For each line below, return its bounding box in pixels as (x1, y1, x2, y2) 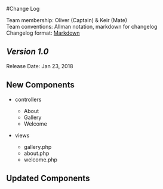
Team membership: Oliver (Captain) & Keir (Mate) (6, 17, 127, 23)
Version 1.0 (6, 47, 49, 57)
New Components (6, 80, 75, 90)
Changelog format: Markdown (6, 29, 80, 36)
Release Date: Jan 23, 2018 (6, 62, 73, 69)
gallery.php (23, 143, 52, 150)
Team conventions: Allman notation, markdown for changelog (6, 23, 158, 30)
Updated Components (6, 173, 90, 184)
